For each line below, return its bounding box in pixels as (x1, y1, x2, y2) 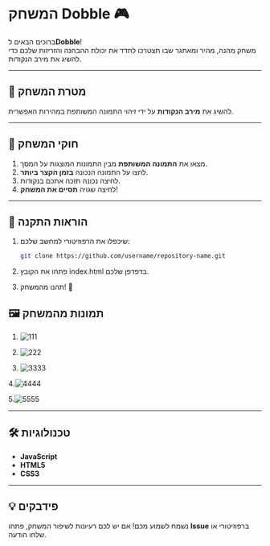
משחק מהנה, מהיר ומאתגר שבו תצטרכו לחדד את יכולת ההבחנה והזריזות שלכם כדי (8, 45, 256, 55)
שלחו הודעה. (8, 529, 47, 539)
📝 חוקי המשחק (8, 137, 79, 151)
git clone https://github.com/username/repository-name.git (19, 252, 226, 260)
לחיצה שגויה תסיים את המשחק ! (19, 184, 118, 194)
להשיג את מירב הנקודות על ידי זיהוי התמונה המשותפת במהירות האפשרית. (8, 106, 234, 116)
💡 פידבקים (8, 499, 59, 514)
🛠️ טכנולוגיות (8, 426, 71, 440)
